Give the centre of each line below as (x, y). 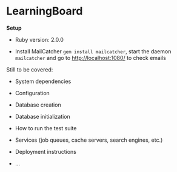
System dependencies (43, 81)
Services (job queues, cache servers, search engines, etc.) (89, 140)
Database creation (38, 105)
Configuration (32, 93)
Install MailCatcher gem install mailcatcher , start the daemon (93, 51)
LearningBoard (45, 11)
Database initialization (43, 116)
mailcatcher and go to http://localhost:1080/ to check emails (91, 58)
